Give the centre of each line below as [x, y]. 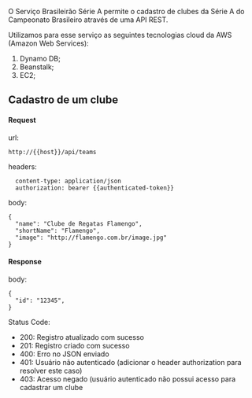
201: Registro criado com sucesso [74, 345]
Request [22, 120]
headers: [22, 166]
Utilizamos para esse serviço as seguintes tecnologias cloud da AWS [120, 35]
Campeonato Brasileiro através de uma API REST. [88, 20]
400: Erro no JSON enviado [64, 354]
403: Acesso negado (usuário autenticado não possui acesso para [128, 379]
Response [25, 262]
